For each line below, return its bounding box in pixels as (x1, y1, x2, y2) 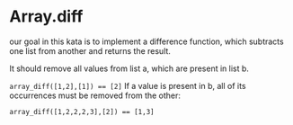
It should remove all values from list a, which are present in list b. (9, 63, 250, 74)
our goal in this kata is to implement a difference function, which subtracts (9, 36, 285, 47)
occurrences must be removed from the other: (9, 90, 182, 101)
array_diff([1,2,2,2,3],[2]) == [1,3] (9, 107, 155, 116)
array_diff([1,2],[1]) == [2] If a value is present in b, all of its (9, 80, 246, 91)
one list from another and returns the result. (9, 45, 171, 56)
